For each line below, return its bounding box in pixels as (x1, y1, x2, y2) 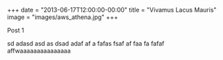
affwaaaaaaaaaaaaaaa (7, 47, 71, 55)
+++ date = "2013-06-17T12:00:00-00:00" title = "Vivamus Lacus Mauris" (7, 6, 217, 14)
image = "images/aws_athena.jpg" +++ (7, 13, 118, 21)
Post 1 (7, 27, 24, 34)
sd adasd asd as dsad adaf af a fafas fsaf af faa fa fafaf (7, 40, 164, 47)
